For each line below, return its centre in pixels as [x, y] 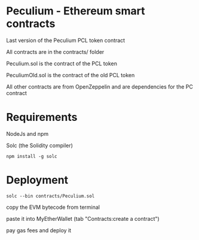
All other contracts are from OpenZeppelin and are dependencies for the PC [99, 86]
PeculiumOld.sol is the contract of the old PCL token [71, 75]
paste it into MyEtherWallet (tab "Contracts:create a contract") [83, 218]
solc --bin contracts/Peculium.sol [50, 196]
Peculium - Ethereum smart [76, 11]
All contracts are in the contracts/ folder [55, 51]
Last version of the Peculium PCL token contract [66, 40]
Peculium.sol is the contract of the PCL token [62, 63]
